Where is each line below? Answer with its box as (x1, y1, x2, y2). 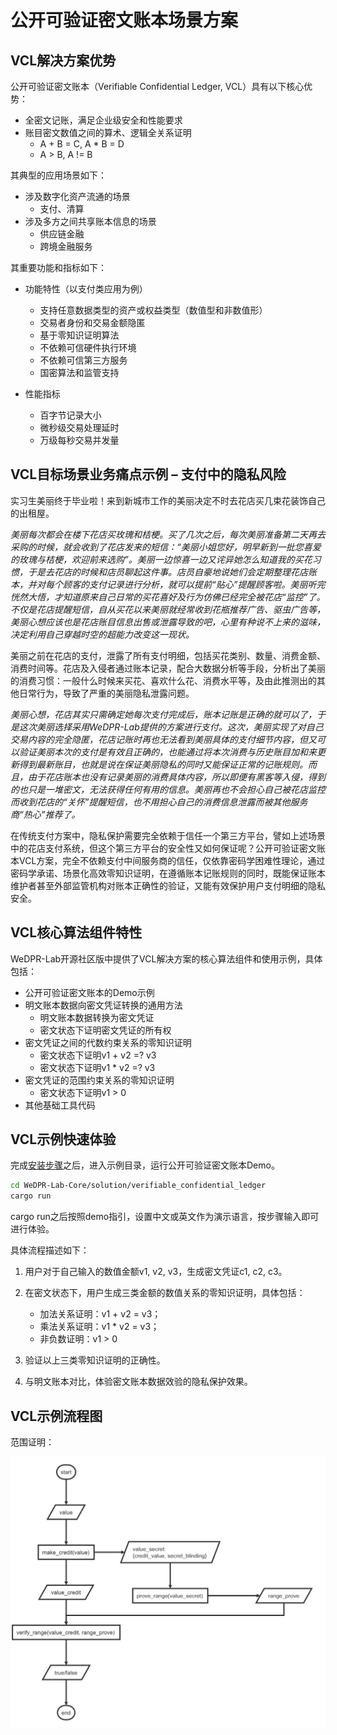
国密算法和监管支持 (39, 367, 120, 378)
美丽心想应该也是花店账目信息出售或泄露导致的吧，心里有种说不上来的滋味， (10, 616, 326, 628)
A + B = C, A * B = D (39, 138, 125, 150)
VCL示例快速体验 (10, 1131, 117, 1148)
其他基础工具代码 (24, 1099, 96, 1111)
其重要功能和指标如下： (10, 262, 107, 273)
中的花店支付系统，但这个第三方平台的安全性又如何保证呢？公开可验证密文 (10, 842, 317, 854)
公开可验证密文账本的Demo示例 (24, 986, 155, 998)
